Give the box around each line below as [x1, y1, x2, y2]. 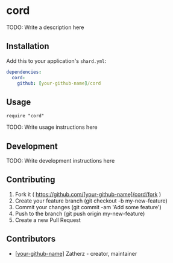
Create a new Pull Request [14, 216, 81, 224]
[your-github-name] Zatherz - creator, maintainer [14, 250, 137, 257]
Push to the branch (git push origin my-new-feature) [14, 210, 145, 217]
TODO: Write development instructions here [6, 157, 115, 164]
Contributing [6, 175, 55, 185]
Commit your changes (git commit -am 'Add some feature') [14, 203, 162, 210]
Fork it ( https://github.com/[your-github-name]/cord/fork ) [14, 190, 162, 198]
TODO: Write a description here [6, 24, 84, 31]
